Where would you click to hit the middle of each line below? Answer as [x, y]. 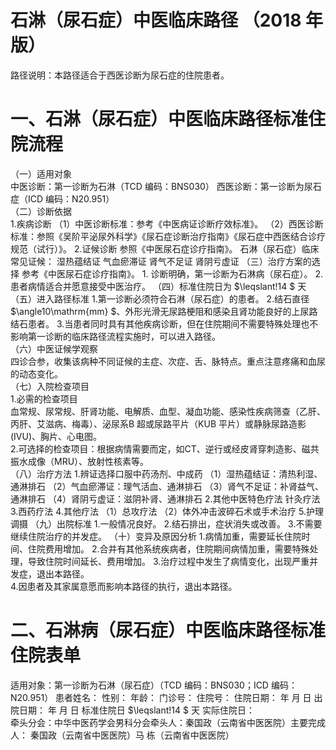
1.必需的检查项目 [44, 398]
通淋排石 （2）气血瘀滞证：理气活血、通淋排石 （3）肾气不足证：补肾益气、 [167, 486]
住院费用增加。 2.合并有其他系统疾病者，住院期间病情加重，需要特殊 [168, 548]
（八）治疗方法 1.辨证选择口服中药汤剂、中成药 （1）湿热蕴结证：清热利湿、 [166, 473]
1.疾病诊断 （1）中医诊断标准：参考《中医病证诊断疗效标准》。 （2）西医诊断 [167, 223]
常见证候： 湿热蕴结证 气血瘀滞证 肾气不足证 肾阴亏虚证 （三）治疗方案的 [161, 261]
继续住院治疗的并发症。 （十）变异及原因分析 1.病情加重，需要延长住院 [156, 536]
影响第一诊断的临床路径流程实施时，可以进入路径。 [115, 336]
